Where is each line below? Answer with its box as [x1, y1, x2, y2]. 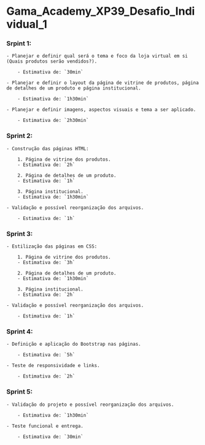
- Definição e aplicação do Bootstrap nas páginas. [6, 341, 141, 348]
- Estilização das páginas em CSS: [6, 243, 98, 249]
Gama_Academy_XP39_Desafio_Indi [6, 4, 195, 18]
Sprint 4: [6, 327, 33, 335]
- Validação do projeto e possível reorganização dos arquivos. [6, 401, 174, 408]
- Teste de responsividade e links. [6, 363, 100, 369]
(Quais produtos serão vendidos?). [6, 58, 98, 65]
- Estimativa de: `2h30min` [17, 118, 89, 124]
